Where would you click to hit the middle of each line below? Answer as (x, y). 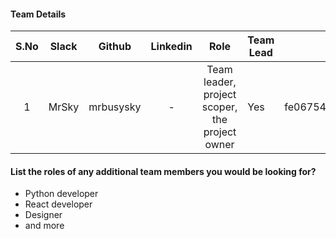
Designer (43, 215)
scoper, (219, 107)
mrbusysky (115, 107)
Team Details (38, 14)
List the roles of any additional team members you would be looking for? (163, 171)
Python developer (61, 194)
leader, (220, 82)
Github (115, 47)
